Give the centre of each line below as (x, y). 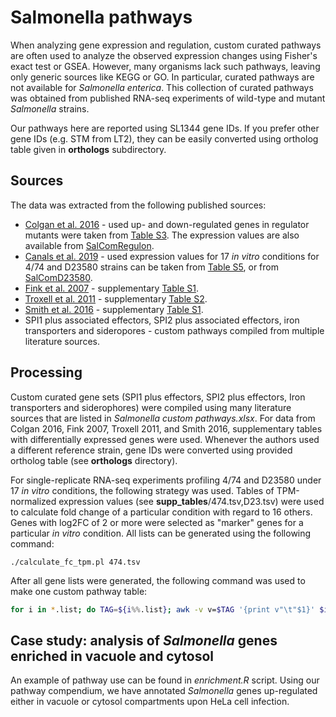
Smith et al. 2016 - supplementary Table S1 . (114, 309)
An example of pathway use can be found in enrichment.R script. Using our (165, 680)
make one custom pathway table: (79, 591)
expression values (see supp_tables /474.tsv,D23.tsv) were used (191, 501)
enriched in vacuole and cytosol (112, 656)
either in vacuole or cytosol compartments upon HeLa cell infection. (150, 702)
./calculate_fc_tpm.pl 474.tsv (75, 562)
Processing (46, 372)
